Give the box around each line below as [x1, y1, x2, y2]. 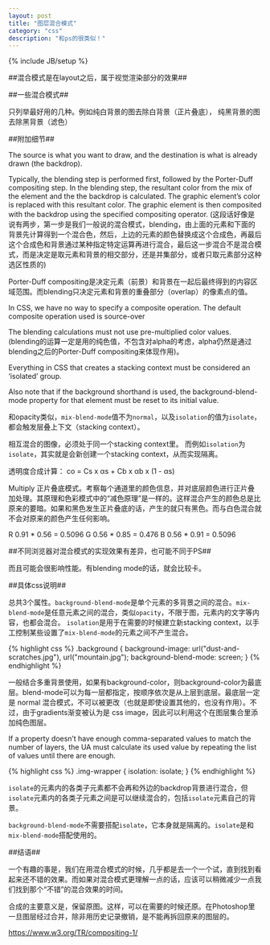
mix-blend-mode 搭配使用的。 [8, 830, 102, 840]
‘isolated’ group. [8, 372, 62, 381]
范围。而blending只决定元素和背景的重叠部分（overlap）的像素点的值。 [14, 287, 252, 297]
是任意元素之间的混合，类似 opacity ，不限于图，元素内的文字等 [43, 608, 253, 618]
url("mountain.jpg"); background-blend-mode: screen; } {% [63, 652, 260, 662]
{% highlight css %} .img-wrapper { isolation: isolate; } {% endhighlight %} [8, 766, 256, 776]
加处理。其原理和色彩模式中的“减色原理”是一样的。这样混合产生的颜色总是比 [8, 494, 261, 503]
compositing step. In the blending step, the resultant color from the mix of [8, 183, 253, 193]
